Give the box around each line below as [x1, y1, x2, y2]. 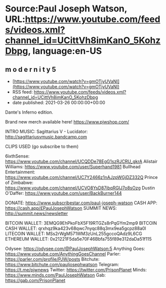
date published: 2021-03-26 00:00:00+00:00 [12, 100, 105, 105]
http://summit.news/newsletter [5, 210, 68, 216]
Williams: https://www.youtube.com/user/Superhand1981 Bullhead [5, 164, 141, 169]
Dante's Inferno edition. [5, 109, 54, 115]
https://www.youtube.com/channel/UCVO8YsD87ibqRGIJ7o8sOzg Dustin [5, 185, 155, 191]
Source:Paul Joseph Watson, [5, 3, 127, 14]
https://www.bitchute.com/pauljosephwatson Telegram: [5, 262, 119, 267]
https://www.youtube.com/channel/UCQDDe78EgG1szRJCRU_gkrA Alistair [5, 158, 158, 164]
